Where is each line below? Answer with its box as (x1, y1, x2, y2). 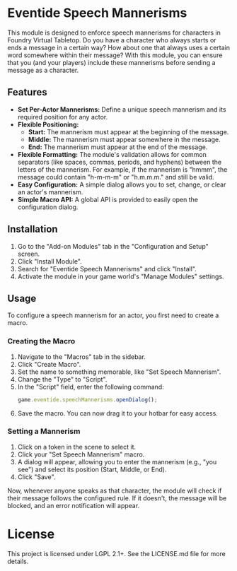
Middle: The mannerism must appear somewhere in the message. (28, 135, 221, 143)
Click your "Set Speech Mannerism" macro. (17, 450, 145, 459)
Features (7, 86, 47, 98)
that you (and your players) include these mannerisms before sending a (7, 58, 216, 66)
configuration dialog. (17, 203, 79, 211)
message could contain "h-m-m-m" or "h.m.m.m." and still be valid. (17, 172, 214, 181)
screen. (17, 249, 40, 258)
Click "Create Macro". (17, 360, 81, 368)
